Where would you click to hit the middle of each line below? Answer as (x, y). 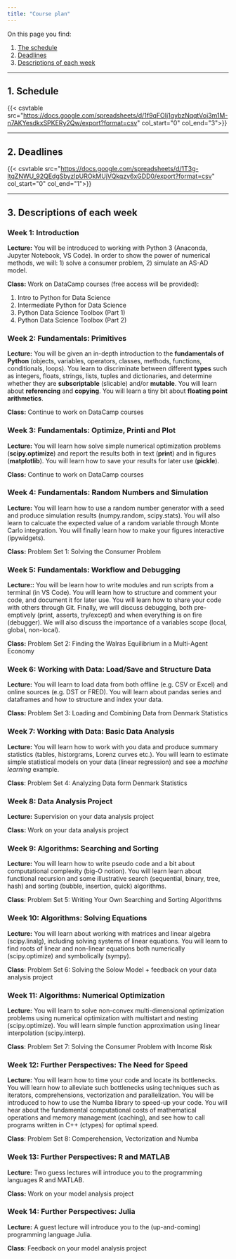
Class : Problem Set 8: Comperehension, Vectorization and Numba (103, 1139)
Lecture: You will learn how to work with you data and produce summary (113, 746)
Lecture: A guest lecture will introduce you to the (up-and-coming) (104, 1227)
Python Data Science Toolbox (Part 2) (72, 320)
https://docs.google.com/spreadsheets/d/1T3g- (130, 169)
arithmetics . (25, 399)
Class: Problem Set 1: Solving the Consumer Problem (84, 551)
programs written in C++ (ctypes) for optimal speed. (83, 1125)
